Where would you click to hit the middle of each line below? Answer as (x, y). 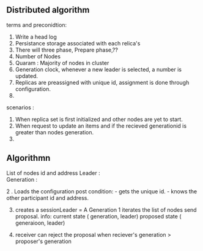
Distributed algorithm (48, 10)
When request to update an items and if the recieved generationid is (101, 126)
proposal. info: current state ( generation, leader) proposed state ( (98, 216)
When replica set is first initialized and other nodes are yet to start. (99, 119)
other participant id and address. (47, 198)
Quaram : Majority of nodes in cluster (62, 63)
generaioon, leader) (40, 223)
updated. (27, 75)
